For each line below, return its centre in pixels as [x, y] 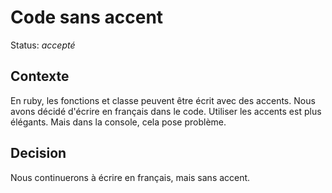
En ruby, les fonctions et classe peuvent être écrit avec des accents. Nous [163, 100]
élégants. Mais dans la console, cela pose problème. [118, 122]
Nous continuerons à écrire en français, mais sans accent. [130, 177]
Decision [38, 153]
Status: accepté [43, 45]
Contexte [40, 76]
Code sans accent [87, 17]
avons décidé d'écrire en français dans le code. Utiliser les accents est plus [166, 111]
